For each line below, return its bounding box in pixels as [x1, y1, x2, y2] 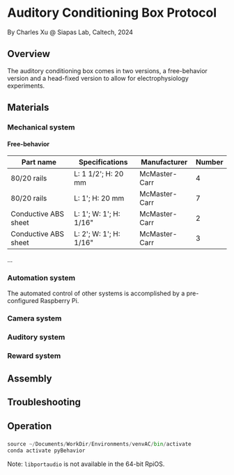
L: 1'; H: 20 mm [74, 194, 125, 203]
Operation [7, 420, 52, 432]
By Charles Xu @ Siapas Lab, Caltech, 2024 [7, 28, 134, 36]
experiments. [7, 81, 45, 90]
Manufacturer [140, 157, 188, 167]
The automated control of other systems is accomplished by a [7, 289, 185, 297]
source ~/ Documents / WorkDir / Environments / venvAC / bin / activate [7, 441, 192, 448]
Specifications [79, 157, 128, 167]
